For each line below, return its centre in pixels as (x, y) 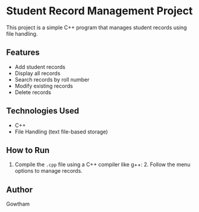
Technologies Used (42, 111)
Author (19, 190)
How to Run (28, 150)
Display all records (37, 73)
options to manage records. (49, 171)
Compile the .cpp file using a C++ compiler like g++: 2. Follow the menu (102, 164)
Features (23, 53)
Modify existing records (44, 86)
